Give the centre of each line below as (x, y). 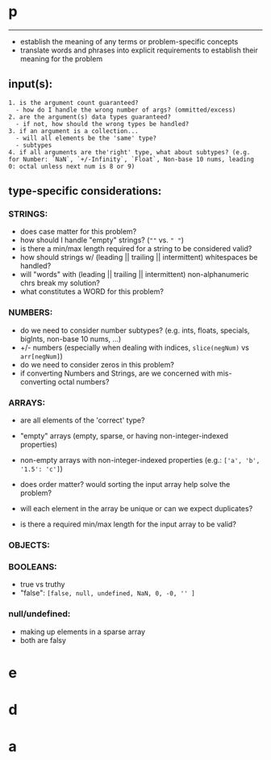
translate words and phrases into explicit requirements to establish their (139, 50)
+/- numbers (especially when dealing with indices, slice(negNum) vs (135, 347)
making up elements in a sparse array (83, 632)
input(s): (31, 84)
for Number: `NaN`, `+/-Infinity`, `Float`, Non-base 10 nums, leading (131, 159)
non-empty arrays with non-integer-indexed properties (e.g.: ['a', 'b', (140, 460)
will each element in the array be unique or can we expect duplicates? (136, 509)
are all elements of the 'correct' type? (82, 420)
